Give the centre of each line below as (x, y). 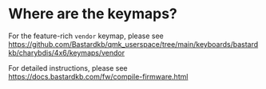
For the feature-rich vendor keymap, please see (86, 36)
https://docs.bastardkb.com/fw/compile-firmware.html (98, 76)
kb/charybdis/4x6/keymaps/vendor (67, 52)
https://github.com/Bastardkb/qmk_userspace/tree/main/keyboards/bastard (133, 44)
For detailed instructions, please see (68, 68)
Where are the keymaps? (93, 14)
